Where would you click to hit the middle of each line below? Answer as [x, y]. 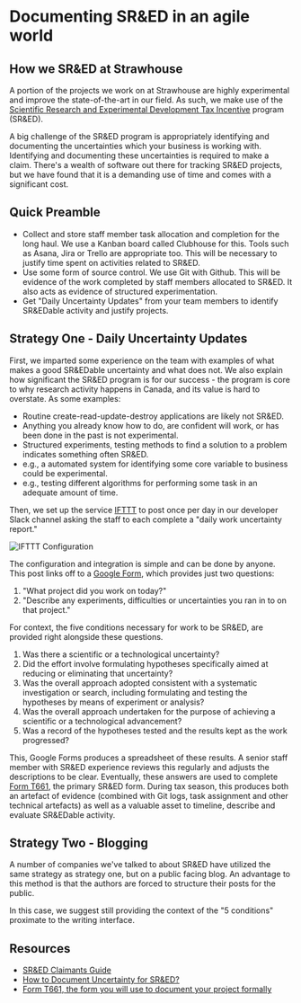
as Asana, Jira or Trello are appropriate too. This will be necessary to [150, 253]
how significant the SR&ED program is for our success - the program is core [150, 379]
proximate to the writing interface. [72, 920]
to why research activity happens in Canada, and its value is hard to [135, 389]
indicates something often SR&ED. [85, 454]
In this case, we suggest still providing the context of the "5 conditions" [142, 910]
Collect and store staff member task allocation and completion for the [151, 234]
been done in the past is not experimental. [100, 435]
